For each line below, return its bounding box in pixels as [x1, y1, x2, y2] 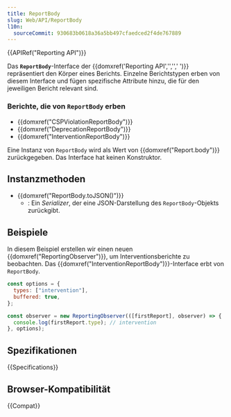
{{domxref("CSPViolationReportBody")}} [17, 117, 133, 126]
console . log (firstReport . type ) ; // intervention [13, 319, 157, 326]
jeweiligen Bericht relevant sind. [7, 84, 99, 92]
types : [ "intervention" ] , [13, 287, 89, 294]
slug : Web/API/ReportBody [7, 17, 82, 24]
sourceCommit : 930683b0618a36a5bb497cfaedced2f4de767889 [13, 29, 182, 37]
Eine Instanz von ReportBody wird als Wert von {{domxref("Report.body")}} [7, 145, 220, 154]
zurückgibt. [27, 206, 60, 215]
